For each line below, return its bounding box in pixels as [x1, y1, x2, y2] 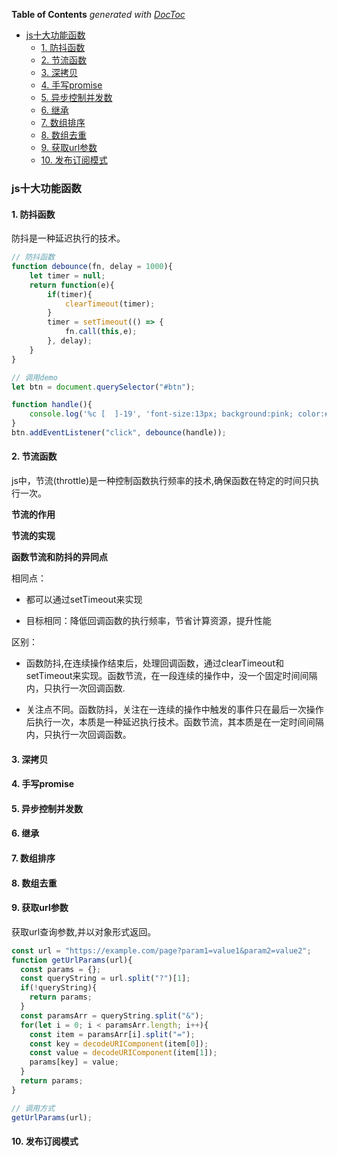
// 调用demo [11, 372, 58, 383]
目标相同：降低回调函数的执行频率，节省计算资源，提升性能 [25, 615, 272, 627]
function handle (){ [11, 400, 93, 410]
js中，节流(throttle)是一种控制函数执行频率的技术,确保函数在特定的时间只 [11, 475, 311, 487]
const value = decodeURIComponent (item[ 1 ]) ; [29, 1048, 218, 1058]
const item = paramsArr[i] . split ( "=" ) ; [29, 1029, 196, 1039]
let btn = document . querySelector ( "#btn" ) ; [11, 382, 196, 392]
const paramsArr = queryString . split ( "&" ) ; [20, 1010, 204, 1021]
